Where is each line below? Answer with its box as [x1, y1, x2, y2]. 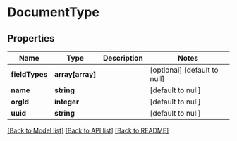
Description [102, 54, 143, 63]
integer [54, 97, 80, 106]
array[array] [54, 70, 97, 79]
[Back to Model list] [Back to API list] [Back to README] [7, 126, 169, 135]
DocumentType [7, 4, 100, 20]
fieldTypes [11, 70, 48, 79]
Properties [7, 32, 55, 44]
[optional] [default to [150, 65, 219, 75]
